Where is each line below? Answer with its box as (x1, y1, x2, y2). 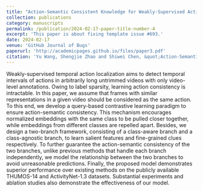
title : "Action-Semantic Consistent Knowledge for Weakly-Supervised (6, 8, 185, 15)
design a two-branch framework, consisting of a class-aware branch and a (6, 128, 193, 135)
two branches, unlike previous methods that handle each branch (6, 147, 167, 154)
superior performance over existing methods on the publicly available (6, 166, 179, 174)
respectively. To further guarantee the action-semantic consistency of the (6, 140, 190, 148)
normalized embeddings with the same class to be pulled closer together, (6, 115, 189, 122)
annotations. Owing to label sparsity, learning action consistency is (19, 83, 186, 90)
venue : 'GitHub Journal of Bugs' (6, 43, 91, 49)
